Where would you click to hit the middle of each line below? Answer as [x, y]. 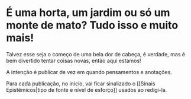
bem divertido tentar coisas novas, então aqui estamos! [74, 60]
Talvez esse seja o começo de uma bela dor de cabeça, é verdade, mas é [96, 54]
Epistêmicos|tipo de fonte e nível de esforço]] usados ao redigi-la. [87, 90]
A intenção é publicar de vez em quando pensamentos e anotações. [89, 72]
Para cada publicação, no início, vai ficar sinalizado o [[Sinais [81, 84]
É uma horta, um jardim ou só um [88, 13]
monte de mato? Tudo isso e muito [92, 25]
